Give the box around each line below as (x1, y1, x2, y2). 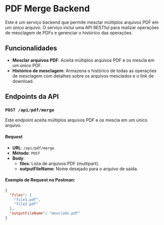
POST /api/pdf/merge (5, 107, 55, 113)
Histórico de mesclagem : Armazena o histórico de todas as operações (12, 68, 157, 74)
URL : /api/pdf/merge (12, 145, 55, 150)
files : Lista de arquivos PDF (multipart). (19, 160, 99, 166)
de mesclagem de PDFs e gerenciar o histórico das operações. (5, 30, 133, 36)
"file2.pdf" (14, 202, 38, 207)
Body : (12, 155, 25, 161)
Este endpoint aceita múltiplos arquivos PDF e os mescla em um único (5, 117, 148, 123)
